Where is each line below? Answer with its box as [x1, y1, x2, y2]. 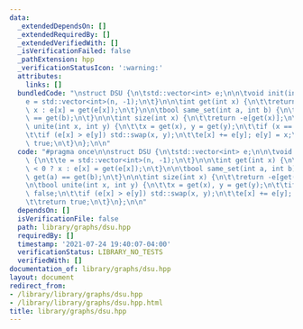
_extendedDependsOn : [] [17, 22, 106, 31]
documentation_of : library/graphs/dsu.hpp [9, 265, 171, 274]
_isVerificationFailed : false [17, 47, 131, 56]
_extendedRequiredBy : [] [17, 30, 111, 39]
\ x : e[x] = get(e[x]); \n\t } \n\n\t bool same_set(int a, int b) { [25, 105, 280, 114]
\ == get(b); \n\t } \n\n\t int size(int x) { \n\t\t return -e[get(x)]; [25, 114, 284, 123]
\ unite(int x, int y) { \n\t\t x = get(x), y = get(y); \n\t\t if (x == [25, 123, 293, 132]
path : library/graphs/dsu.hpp [17, 223, 131, 232]
